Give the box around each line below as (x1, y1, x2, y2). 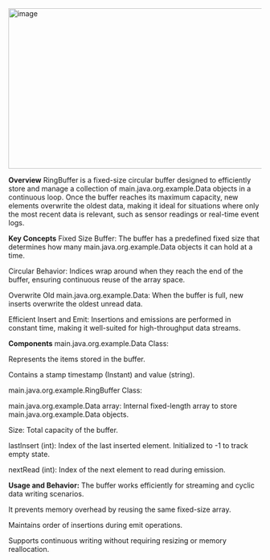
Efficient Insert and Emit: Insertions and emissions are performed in (8, 315, 231, 324)
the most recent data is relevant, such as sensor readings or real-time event (8, 209, 260, 219)
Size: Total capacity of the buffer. (8, 426, 119, 434)
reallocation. (8, 545, 50, 554)
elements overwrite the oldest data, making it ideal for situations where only (8, 201, 260, 210)
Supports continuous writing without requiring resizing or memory (8, 536, 227, 546)
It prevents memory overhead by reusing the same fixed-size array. (8, 504, 231, 514)
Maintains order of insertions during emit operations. (8, 521, 183, 529)
